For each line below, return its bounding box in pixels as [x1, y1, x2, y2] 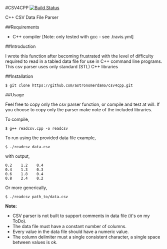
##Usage [5, 92, 24, 97]
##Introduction [5, 43, 36, 49]
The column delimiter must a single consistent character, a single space [12, 234, 160, 240]
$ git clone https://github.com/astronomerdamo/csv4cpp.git [5, 83, 133, 88]
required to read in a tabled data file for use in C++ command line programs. [5, 58, 162, 64]
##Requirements [5, 24, 39, 30]
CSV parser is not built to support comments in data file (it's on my [12, 213, 150, 219]
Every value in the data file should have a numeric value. [12, 229, 129, 235]
